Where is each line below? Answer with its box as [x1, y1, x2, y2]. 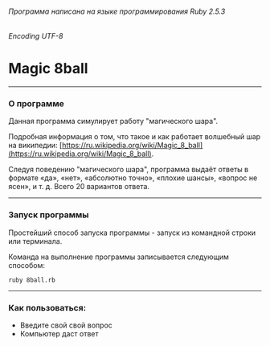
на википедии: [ [8, 141, 63, 150]
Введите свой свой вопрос [19, 320, 112, 330]
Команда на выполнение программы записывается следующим [8, 252, 229, 262]
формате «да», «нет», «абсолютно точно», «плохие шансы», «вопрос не [8, 173, 258, 183]
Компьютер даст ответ [19, 329, 99, 339]
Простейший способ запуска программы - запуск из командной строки [8, 228, 256, 237]
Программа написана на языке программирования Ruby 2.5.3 [8, 6, 226, 16]
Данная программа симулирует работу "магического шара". [8, 117, 219, 126]
